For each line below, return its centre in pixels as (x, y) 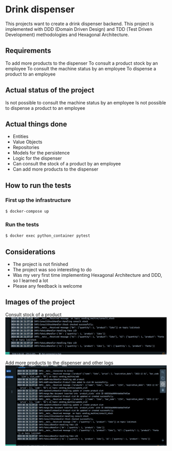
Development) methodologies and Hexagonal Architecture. (67, 34)
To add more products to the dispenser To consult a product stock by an (82, 63)
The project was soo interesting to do (52, 269)
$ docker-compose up (27, 212)
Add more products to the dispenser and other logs (59, 363)
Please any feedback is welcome (47, 286)
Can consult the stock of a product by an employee (67, 164)
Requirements (28, 51)
